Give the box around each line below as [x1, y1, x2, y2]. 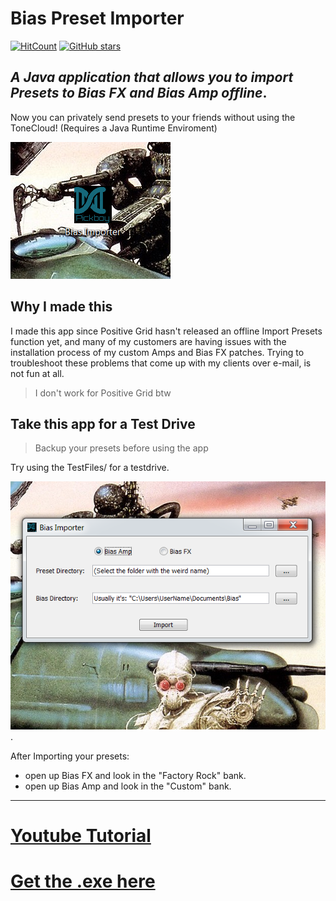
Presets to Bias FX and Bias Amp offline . [10, 85, 268, 102]
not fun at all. [10, 367, 65, 379]
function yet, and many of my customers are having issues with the [10, 335, 287, 347]
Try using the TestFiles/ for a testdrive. [10, 462, 170, 474]
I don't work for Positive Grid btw [34, 387, 172, 399]
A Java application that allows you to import [10, 69, 294, 86]
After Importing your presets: [10, 750, 130, 762]
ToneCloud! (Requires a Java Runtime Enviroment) [10, 122, 218, 134]
